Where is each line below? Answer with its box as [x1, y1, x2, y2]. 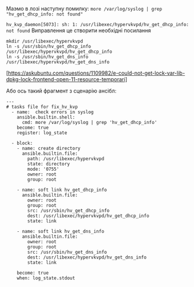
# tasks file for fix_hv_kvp [6, 104, 78, 110]
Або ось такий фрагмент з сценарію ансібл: [6, 87, 117, 94]
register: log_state [17, 130, 67, 136]
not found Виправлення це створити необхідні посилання [6, 27, 151, 34]
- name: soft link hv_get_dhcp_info [17, 187, 108, 193]
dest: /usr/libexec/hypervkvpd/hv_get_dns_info [27, 254, 147, 260]
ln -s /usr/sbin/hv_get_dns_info [6, 54, 89, 60]
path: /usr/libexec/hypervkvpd [27, 156, 105, 162]
